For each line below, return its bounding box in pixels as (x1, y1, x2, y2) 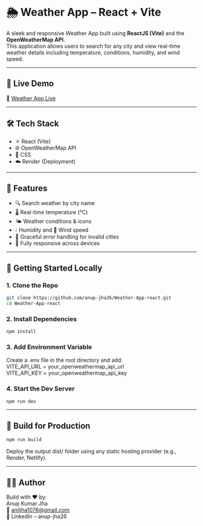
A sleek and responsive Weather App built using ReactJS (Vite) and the (6, 29, 185, 37)
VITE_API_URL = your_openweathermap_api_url (6, 363, 124, 370)
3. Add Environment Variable (6, 343, 92, 351)
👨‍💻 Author (6, 477, 46, 488)
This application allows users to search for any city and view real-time (6, 42, 181, 50)
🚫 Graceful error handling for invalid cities (14, 233, 119, 240)
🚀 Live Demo (6, 79, 54, 89)
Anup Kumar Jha (6, 499, 48, 507)
